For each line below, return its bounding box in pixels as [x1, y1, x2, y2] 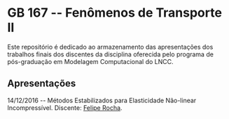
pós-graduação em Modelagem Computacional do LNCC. [7, 57, 174, 65]
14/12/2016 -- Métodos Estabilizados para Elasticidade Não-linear [7, 96, 197, 104]
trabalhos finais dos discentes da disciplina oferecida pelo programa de [7, 50, 214, 58]
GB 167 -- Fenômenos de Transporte [7, 5, 223, 21]
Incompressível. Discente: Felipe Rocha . [7, 103, 123, 112]
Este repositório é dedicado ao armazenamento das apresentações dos [7, 42, 214, 51]
